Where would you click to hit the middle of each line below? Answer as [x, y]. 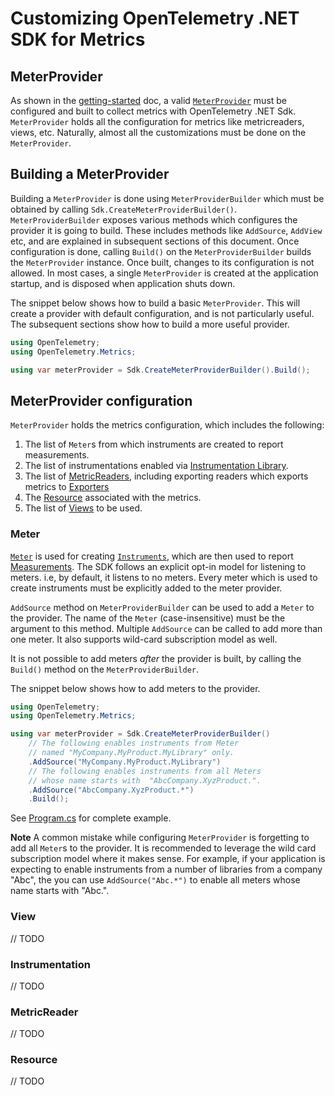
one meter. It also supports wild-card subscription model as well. [144, 639]
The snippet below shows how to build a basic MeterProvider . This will [155, 303]
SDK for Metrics [78, 39]
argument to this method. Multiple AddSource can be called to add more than [166, 628]
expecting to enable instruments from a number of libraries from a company [166, 869]
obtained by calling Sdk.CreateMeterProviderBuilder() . [124, 209]
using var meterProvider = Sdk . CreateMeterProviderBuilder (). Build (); [160, 370]
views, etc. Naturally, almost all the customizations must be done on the [158, 132]
